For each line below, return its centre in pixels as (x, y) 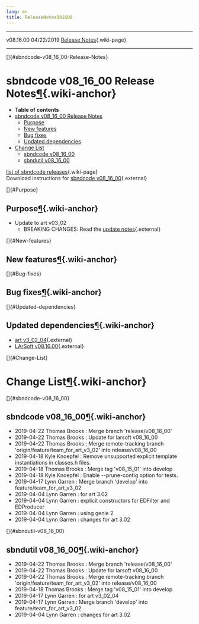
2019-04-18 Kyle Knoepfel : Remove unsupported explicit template (96, 456)
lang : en (17, 12)
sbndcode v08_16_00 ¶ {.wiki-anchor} (76, 417)
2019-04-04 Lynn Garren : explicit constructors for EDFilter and (92, 501)
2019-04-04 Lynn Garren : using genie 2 (64, 513)
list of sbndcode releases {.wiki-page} (52, 172)
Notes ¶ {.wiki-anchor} (61, 93)
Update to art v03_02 (41, 223)
